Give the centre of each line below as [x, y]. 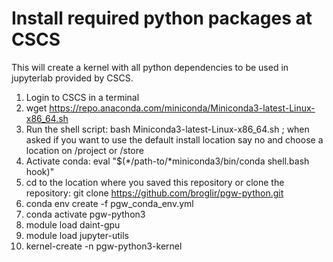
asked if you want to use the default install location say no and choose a [174, 139]
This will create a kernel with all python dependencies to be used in [150, 67]
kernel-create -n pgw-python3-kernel [104, 246]
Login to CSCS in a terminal [82, 97]
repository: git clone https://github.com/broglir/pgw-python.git [154, 193]
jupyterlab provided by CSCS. [72, 78]
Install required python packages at [162, 18]
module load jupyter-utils [77, 235]
